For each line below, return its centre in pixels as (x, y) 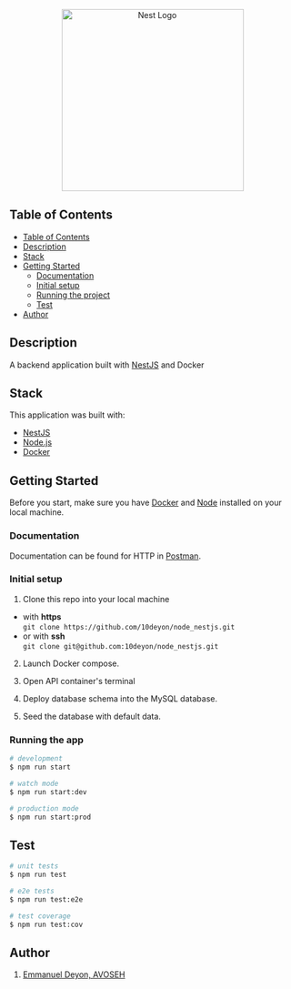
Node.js (37, 442)
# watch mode (34, 783)
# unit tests (34, 866)
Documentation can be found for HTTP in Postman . (105, 556)
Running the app (47, 740)
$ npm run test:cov (46, 924)
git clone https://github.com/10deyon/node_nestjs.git (129, 627)
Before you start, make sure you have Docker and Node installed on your (145, 503)
